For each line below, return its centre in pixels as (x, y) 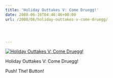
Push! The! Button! (25, 71)
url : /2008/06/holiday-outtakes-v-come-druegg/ (57, 19)
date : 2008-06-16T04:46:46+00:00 (41, 15)
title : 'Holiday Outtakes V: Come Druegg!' (52, 10)
